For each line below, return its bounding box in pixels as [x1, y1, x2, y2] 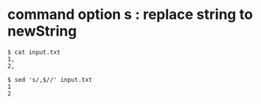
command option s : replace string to [7, 6, 253, 24]
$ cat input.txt [7, 48, 61, 56]
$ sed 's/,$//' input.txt [7, 76, 92, 84]
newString [7, 22, 77, 40]
